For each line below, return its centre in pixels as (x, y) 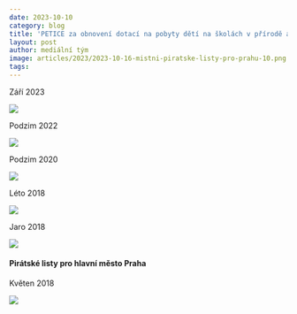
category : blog (37, 26)
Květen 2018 (32, 283)
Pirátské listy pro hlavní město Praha (78, 264)
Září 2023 (27, 92)
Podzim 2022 (34, 126)
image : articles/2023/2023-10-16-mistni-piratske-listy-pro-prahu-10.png (148, 58)
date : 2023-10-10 (41, 17)
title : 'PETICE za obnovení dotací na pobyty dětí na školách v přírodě (146, 34)
